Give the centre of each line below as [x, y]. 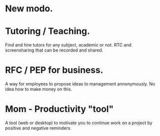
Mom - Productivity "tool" [60, 109]
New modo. [29, 9]
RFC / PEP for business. [54, 70]
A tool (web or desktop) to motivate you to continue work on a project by [79, 123]
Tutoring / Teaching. [48, 31]
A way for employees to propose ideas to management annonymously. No [80, 84]
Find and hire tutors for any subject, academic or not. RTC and [68, 45]
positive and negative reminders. [38, 128]
